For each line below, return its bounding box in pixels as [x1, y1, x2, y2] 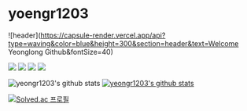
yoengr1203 [8, 5, 89, 23]
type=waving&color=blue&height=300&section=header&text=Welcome [8, 38, 239, 48]
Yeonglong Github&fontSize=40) [8, 47, 114, 56]
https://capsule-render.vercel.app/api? [40, 30, 166, 40]
